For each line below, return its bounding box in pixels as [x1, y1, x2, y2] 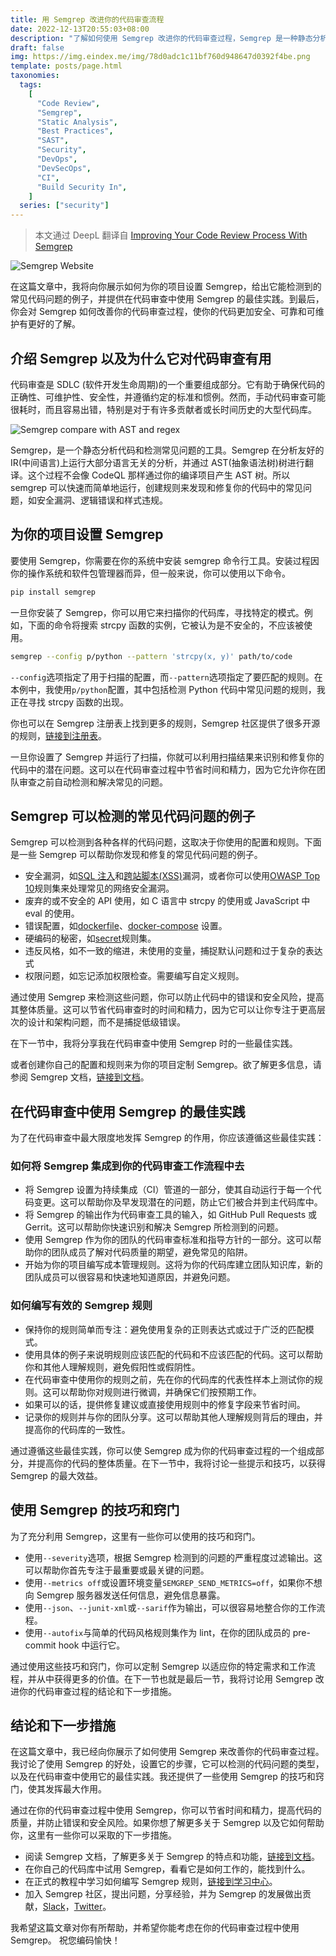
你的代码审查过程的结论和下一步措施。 [18, 1685, 177, 1697]
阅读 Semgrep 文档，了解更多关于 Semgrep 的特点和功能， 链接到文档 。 [24, 1851, 321, 1863]
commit [24, 1639, 57, 1651]
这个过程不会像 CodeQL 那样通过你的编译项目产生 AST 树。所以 [27, 469, 291, 481]
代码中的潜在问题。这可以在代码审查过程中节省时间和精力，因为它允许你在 [10, 763, 317, 775]
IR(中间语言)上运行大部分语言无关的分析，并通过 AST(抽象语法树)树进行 [10, 456, 305, 468]
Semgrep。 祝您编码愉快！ [10, 1934, 121, 1946]
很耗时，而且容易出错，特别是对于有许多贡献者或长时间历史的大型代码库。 [10, 403, 317, 415]
